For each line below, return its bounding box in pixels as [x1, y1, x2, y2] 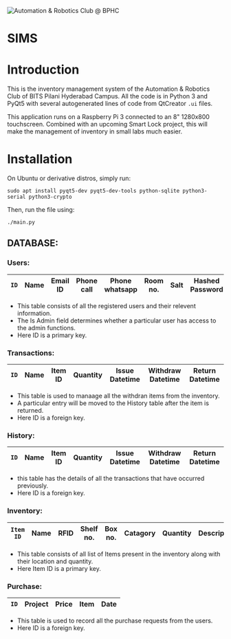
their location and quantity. [16, 557, 93, 565]
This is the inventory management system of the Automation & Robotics [7, 85, 210, 93]
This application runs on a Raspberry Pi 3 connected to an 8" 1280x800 [7, 113, 210, 121]
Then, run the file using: [7, 206, 75, 214]
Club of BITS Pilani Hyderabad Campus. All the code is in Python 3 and [7, 92, 208, 100]
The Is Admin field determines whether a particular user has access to [16, 316, 217, 325]
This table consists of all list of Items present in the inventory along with [16, 550, 221, 558]
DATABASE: [7, 237, 58, 249]
